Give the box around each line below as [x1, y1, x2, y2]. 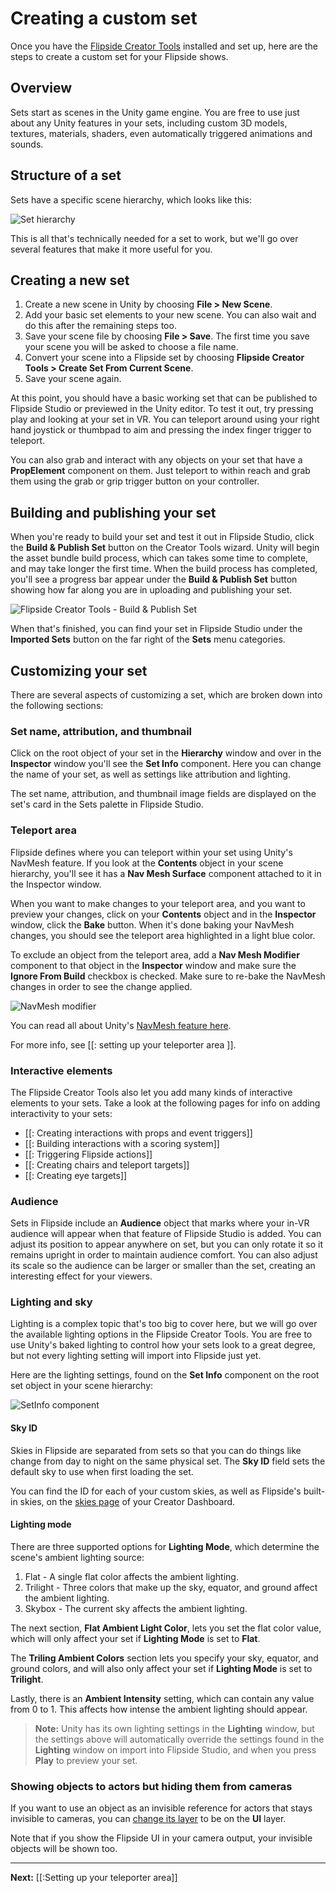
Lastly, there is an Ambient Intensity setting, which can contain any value [10, 1692, 315, 1704]
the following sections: [10, 700, 104, 711]
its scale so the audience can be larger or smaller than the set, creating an [10, 1260, 316, 1272]
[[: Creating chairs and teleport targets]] [24, 1158, 190, 1171]
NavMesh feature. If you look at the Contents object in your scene [10, 857, 284, 869]
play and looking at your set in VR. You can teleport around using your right [10, 413, 320, 426]
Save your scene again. [24, 373, 122, 385]
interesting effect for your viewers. [10, 1270, 153, 1282]
